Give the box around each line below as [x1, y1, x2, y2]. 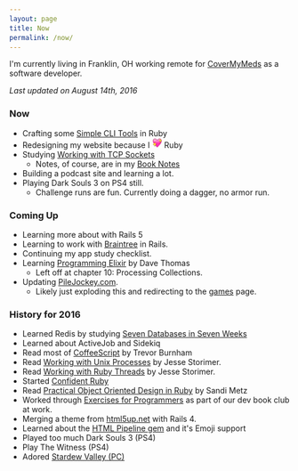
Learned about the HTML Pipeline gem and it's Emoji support [21, 423, 246, 434]
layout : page [9, 14, 58, 23]
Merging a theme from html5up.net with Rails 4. [21, 414, 197, 425]
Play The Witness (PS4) [21, 442, 109, 453]
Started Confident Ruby [21, 376, 109, 386]
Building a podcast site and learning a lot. [21, 167, 174, 178]
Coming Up [9, 209, 60, 222]
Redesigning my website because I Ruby [21, 139, 184, 150]
